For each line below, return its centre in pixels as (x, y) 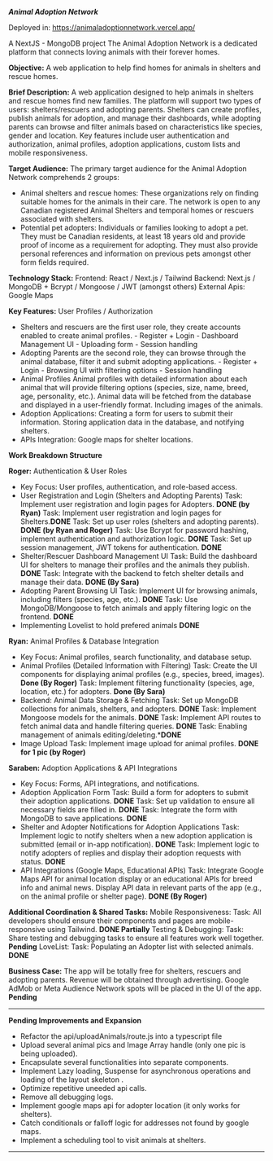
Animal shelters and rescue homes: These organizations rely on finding (139, 193)
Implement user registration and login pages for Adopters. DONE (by (135, 504)
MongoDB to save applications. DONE (84, 818)
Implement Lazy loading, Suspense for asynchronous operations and (135, 1071)
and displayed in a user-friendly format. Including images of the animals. (141, 405)
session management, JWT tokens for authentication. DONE (121, 548)
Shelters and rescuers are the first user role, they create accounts (130, 327)
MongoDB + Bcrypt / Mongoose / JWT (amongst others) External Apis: (127, 287)
